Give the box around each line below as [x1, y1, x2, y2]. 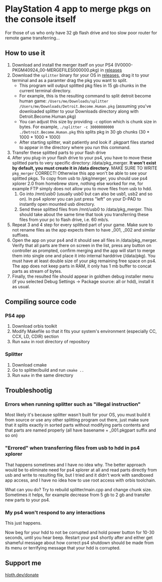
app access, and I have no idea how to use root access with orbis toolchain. [5, 477, 156, 483]
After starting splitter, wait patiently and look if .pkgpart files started [19, 139, 154, 145]
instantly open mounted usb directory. [19, 201, 95, 207]
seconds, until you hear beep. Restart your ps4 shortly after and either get [5, 535, 153, 541]
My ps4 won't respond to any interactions [5, 509, 105, 515]
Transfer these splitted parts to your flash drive [12, 150, 106, 155]
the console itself [5, 14, 76, 25]
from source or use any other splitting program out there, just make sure [5, 417, 149, 423]
